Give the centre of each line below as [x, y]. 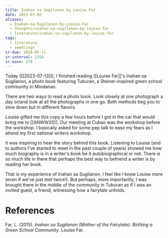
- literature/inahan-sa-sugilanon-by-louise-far [62, 33]
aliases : [14, 19]
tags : [11, 38]
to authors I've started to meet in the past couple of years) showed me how [83, 148]
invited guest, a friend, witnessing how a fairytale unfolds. [65, 191]
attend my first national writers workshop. [49, 133]
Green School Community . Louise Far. [45, 230]
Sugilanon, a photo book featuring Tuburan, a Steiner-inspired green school [84, 81]
